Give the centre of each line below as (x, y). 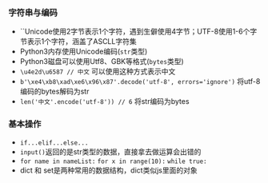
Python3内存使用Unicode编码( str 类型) (84, 52)
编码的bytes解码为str (54, 91)
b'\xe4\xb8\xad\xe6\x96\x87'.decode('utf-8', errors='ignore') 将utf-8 (140, 82)
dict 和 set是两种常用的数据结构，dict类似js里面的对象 (108, 170)
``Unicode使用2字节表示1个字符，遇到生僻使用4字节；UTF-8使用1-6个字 (138, 32)
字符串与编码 (33, 12)
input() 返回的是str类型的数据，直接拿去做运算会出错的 (110, 151)
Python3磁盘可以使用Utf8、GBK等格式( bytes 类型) (102, 62)
